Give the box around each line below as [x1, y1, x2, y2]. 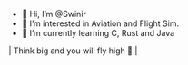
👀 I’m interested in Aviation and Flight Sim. [21, 18, 179, 29]
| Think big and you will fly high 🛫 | [8, 45, 138, 56]
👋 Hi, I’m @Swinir [21, 9, 87, 19]
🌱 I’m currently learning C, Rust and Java [21, 28, 175, 38]
